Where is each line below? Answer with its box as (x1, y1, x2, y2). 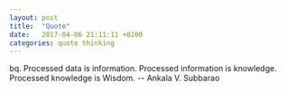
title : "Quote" (9, 22, 70, 31)
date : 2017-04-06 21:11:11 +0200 (9, 30, 143, 39)
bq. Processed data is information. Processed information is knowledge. (9, 63, 277, 74)
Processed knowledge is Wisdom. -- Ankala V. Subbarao (9, 73, 220, 84)
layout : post (9, 13, 59, 23)
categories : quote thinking (9, 38, 115, 48)
